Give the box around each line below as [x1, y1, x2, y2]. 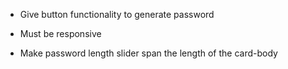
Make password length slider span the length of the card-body [19, 47, 278, 59]
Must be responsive [19, 28, 102, 39]
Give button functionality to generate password [19, 9, 215, 20]
